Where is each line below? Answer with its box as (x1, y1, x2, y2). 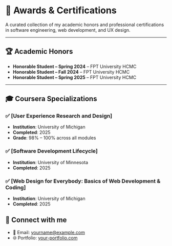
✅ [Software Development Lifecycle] (5, 148, 98, 155)
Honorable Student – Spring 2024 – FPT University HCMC (12, 63, 137, 70)
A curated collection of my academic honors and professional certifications (5, 21, 164, 28)
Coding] (5, 184, 26, 191)
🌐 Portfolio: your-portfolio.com (12, 235, 78, 241)
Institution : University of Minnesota (12, 159, 89, 165)
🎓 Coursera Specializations (5, 95, 97, 103)
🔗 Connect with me (5, 216, 67, 225)
